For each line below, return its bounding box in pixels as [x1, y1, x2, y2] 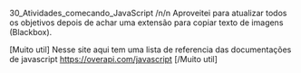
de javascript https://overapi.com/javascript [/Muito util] [9, 54, 218, 64]
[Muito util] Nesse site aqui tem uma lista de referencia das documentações [9, 44, 292, 55]
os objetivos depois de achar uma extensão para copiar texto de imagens [9, 17, 284, 28]
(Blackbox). [9, 27, 53, 37]
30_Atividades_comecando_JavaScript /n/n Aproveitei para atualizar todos [9, 8, 287, 18]
